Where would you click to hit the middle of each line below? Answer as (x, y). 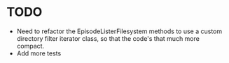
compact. (30, 46)
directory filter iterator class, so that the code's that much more (108, 38)
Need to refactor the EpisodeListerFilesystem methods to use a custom (119, 31)
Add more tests (39, 53)
